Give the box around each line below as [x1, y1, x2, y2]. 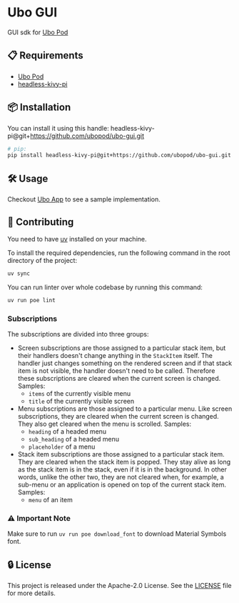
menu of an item [28, 495, 73, 504]
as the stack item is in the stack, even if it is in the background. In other [17, 465, 227, 474]
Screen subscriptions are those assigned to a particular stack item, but [17, 344, 226, 352]
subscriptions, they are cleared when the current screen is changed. [17, 412, 219, 420]
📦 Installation [7, 101, 71, 114]
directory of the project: [7, 256, 77, 264]
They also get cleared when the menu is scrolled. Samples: [17, 419, 191, 428]
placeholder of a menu [28, 442, 96, 451]
